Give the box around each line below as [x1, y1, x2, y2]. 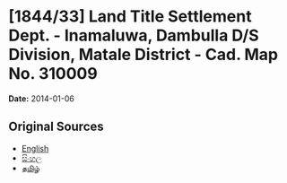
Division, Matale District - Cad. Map [8, 45, 279, 65]
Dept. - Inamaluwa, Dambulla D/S [8, 25, 259, 46]
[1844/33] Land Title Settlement [8, 6, 252, 27]
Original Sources [8, 119, 104, 135]
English [21, 143, 49, 153]
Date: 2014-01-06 [8, 92, 75, 104]
